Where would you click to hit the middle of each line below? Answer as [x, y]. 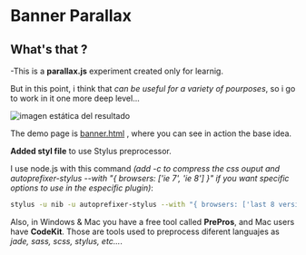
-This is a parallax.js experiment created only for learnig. [117, 71]
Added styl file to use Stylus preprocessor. [91, 151]
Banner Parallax [71, 16]
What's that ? [49, 49]
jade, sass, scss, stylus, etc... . [67, 240]
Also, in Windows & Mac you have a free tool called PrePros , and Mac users [153, 221]
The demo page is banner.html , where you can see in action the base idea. [151, 133]
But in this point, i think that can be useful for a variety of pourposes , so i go [153, 88]
